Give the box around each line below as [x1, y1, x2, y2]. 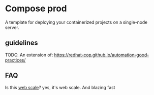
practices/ [5, 57, 26, 63]
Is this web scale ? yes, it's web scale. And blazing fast [5, 84, 115, 90]
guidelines [5, 39, 38, 47]
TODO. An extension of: [5, 52, 53, 58]
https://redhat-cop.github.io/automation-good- [54, 52, 149, 58]
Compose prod [5, 3, 67, 14]
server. [5, 24, 20, 30]
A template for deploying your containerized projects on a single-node [5, 19, 148, 25]
